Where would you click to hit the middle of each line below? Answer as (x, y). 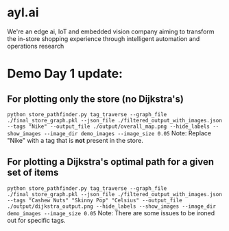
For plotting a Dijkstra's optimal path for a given (111, 162)
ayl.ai (23, 13)
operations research (36, 46)
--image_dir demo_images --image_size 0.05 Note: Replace (127, 133)
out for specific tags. (37, 220)
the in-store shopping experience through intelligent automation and (104, 38)
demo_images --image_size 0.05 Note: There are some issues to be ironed (111, 213)
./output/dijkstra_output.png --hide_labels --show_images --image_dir (111, 206)
